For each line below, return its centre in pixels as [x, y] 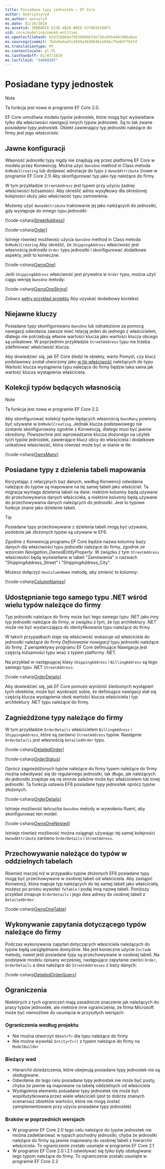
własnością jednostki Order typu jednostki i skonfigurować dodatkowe [76, 250]
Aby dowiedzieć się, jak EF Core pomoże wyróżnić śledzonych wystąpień [79, 687]
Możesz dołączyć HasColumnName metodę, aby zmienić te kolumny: [72, 572]
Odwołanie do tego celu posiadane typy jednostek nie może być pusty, [84, 1080]
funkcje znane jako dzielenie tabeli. [41, 508]
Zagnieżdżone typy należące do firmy [64, 718]
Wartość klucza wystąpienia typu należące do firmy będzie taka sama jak [79, 367]
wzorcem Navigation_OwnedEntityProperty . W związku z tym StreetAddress [82, 552]
